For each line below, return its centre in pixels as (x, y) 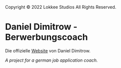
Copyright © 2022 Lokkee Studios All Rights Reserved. (61, 7)
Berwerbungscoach (46, 37)
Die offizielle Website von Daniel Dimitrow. (48, 50)
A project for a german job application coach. (52, 60)
